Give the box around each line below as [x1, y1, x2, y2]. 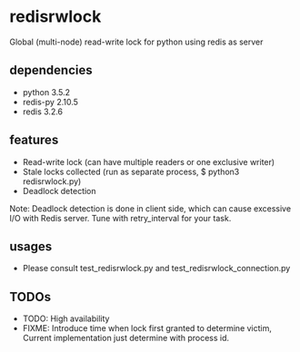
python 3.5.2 [22, 86, 71, 97]
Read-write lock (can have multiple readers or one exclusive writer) [22, 156, 275, 167]
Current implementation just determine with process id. [22, 333, 230, 344]
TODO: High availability [22, 313, 110, 324]
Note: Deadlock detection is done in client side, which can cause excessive [9, 202, 292, 214]
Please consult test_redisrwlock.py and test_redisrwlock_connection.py [22, 263, 291, 274]
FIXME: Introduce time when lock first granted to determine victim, [22, 323, 273, 334]
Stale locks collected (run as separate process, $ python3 [22, 166, 240, 177]
